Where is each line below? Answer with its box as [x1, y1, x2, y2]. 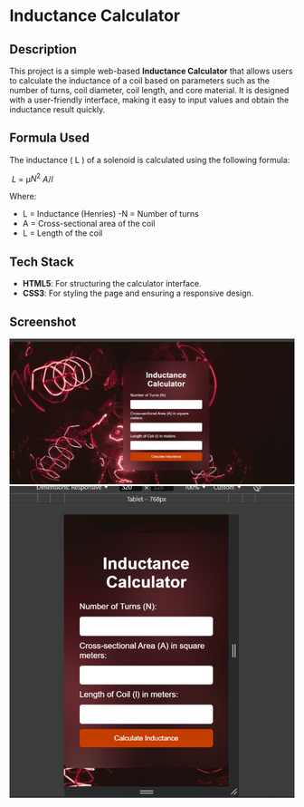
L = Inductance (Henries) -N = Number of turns [22, 209, 199, 219]
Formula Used [9, 131, 90, 146]
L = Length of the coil [22, 228, 103, 238]
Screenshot [9, 314, 77, 329]
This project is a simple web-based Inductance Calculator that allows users [9, 65, 293, 76]
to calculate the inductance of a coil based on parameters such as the [9, 75, 270, 86]
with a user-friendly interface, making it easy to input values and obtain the [9, 94, 290, 105]
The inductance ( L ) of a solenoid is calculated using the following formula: [9, 154, 290, 165]
